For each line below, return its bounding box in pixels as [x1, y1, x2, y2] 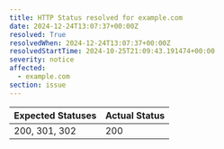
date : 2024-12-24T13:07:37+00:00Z [9, 22, 139, 31]
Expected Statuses [13, 109, 97, 122]
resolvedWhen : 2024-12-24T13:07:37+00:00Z [9, 38, 171, 48]
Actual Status [104, 109, 165, 122]
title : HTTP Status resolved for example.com [9, 13, 183, 23]
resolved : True [9, 30, 67, 39]
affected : [9, 64, 47, 73]
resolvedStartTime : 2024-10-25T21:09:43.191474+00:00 [9, 47, 216, 56]
